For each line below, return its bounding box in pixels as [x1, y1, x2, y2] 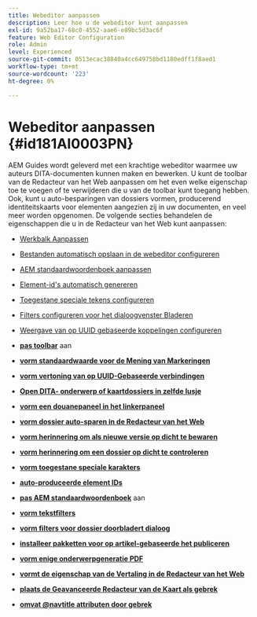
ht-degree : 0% [8, 77, 55, 85]
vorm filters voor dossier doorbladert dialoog [19, 523, 171, 533]
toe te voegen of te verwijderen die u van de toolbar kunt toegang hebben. [8, 185, 250, 195]
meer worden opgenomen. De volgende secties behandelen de [8, 211, 213, 220]
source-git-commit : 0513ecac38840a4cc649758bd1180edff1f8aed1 [8, 56, 216, 64]
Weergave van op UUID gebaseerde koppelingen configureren [19, 325, 222, 335]
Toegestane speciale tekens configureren [19, 296, 155, 305]
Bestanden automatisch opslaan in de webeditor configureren [19, 249, 220, 259]
